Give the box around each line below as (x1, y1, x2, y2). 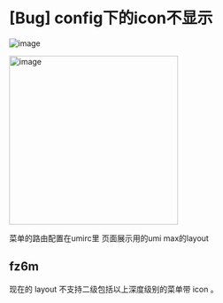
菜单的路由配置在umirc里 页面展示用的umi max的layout (9, 232, 210, 244)
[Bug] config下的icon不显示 (9, 8, 213, 28)
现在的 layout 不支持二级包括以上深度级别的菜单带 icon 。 (9, 284, 219, 294)
